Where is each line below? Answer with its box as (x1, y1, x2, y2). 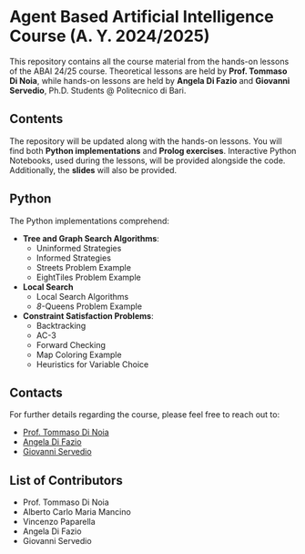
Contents (9, 111, 64, 127)
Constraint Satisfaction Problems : (22, 310, 154, 321)
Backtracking (36, 320, 86, 331)
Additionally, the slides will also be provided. (9, 164, 178, 175)
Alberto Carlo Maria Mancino (22, 507, 132, 518)
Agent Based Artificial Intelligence (9, 6, 275, 27)
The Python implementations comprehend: (9, 215, 170, 226)
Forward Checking (36, 339, 107, 350)
